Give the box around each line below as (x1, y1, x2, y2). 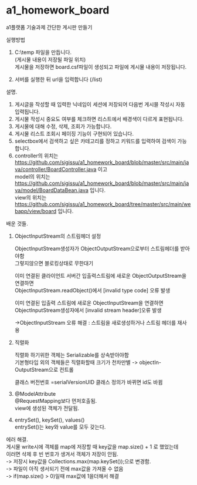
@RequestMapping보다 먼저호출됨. (14, 397, 97, 404)
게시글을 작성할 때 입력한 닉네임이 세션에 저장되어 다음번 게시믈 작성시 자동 (14, 100, 186, 107)
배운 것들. (6, 220, 28, 227)
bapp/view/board (14, 207, 57, 214)
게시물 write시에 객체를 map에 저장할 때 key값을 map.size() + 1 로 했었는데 (6, 443, 179, 450)
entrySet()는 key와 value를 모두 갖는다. (14, 423, 106, 430)
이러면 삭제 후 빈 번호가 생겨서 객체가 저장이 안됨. (6, 450, 119, 457)
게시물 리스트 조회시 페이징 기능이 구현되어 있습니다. (14, 130, 134, 137)
